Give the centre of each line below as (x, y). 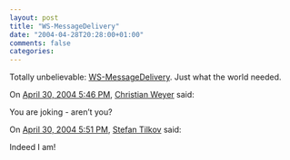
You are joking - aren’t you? (61, 112)
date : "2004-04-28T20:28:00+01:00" (77, 34)
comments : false (40, 43)
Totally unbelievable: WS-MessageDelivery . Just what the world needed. (145, 77)
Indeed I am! (33, 147)
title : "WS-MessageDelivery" (65, 26)
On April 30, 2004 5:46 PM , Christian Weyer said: (102, 95)
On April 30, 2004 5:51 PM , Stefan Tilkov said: (95, 130)
